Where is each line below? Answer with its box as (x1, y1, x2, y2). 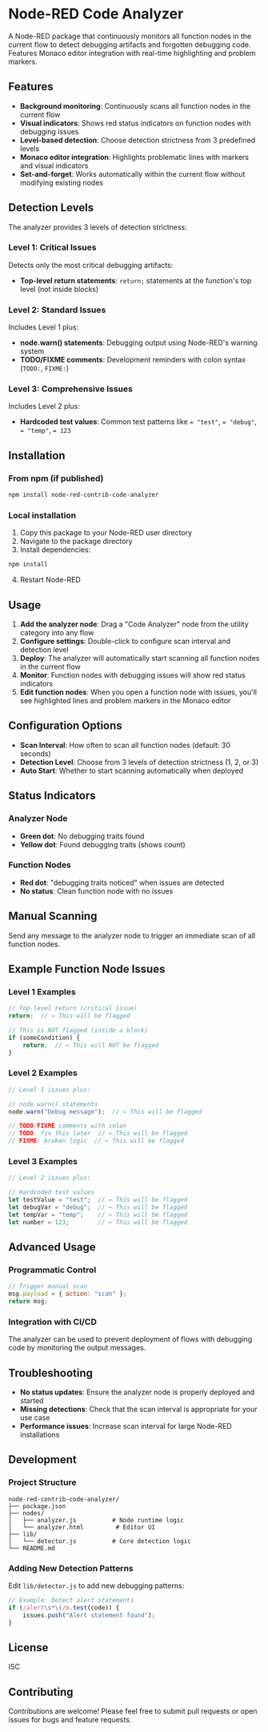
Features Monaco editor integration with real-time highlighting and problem (8, 48, 256, 58)
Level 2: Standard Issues (8, 304, 106, 315)
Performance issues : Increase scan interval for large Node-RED (19, 1422, 232, 1431)
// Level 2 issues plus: (8, 1174, 91, 1182)
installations (19, 1430, 60, 1440)
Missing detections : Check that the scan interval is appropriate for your (19, 1405, 258, 1414)
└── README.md (8, 1544, 56, 1552)
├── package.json (8, 1502, 66, 1510)
